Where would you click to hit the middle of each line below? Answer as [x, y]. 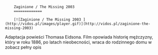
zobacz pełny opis [23, 47]
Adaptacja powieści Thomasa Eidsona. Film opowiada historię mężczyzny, [79, 37]
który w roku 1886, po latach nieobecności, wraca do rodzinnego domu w [79, 42]
